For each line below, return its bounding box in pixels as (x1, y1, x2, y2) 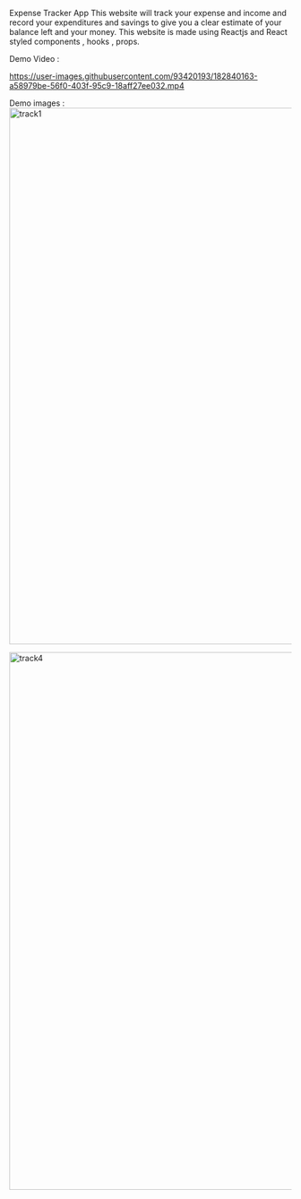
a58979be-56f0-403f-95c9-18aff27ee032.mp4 (9, 81, 185, 91)
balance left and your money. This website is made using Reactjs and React (9, 27, 288, 37)
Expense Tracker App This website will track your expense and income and (9, 8, 287, 18)
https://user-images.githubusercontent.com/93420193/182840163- (9, 71, 258, 82)
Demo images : (9, 98, 65, 108)
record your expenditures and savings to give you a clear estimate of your (9, 17, 282, 28)
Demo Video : (9, 54, 60, 64)
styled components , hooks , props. (9, 36, 141, 47)
